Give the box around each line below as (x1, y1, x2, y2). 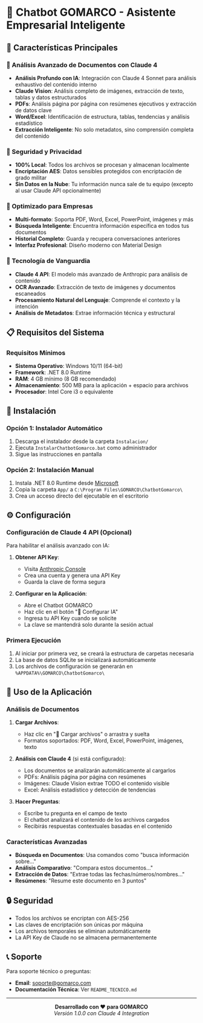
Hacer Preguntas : (14, 798, 60, 805)
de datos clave (14, 106, 52, 114)
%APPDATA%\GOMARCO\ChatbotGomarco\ (14, 670, 105, 676)
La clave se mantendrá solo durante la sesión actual (24, 621, 153, 628)
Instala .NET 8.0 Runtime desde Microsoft (14, 479, 119, 487)
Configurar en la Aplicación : (14, 590, 88, 598)
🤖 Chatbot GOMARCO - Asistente (6, 5, 176, 19)
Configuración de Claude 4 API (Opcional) (6, 528, 132, 536)
